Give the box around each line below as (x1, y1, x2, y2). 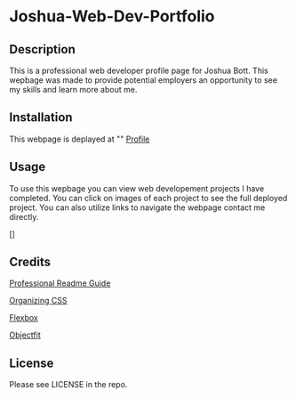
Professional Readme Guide (9, 278, 111, 288)
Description (9, 42, 76, 57)
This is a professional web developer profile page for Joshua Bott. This (9, 65, 268, 76)
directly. (9, 211, 39, 222)
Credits (9, 255, 52, 270)
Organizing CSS (9, 296, 68, 306)
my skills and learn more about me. (9, 85, 138, 94)
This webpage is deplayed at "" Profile (9, 134, 150, 144)
